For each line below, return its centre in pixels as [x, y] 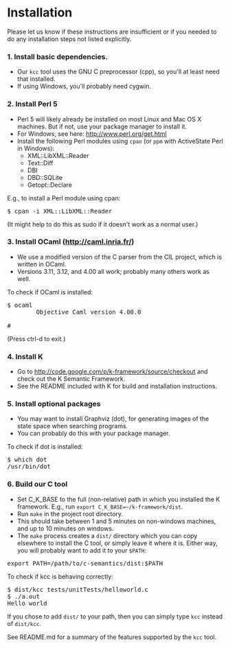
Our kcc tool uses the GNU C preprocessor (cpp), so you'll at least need [118, 72]
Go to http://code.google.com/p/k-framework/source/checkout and [112, 371]
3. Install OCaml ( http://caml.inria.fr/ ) [71, 242]
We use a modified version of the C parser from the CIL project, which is [119, 257]
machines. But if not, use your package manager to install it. [102, 126]
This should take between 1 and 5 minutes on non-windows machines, [116, 521]
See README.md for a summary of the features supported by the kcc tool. [112, 637]
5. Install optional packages [54, 404]
